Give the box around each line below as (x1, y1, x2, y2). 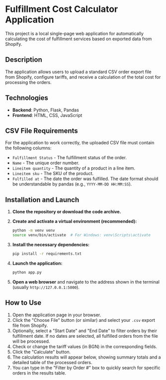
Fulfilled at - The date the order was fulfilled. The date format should (12, 176, 159, 182)
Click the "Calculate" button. (12, 349, 71, 355)
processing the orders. (5, 79, 52, 85)
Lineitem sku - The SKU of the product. (12, 171, 94, 177)
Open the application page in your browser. (12, 312, 101, 318)
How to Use (5, 298, 42, 307)
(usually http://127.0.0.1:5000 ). (12, 284, 80, 290)
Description (5, 56, 42, 64)
